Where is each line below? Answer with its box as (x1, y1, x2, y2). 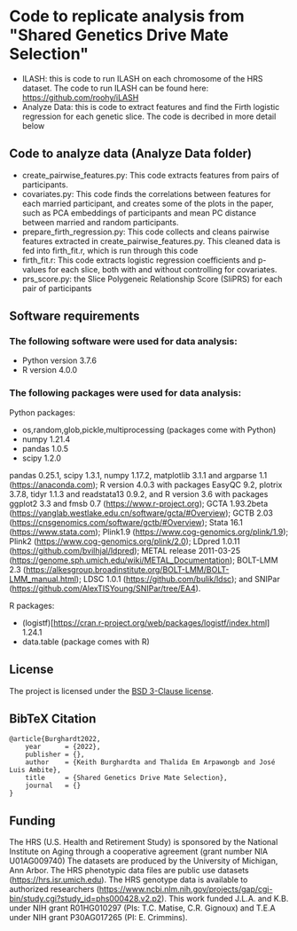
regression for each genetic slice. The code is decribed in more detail (21, 111, 277, 122)
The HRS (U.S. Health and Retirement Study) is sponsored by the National (9, 837, 278, 848)
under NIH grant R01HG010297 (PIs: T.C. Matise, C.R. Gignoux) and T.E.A (9, 903, 277, 913)
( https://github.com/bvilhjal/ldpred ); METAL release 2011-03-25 (9, 545, 241, 556)
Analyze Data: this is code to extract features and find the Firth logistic (21, 101, 280, 112)
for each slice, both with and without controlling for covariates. (48, 264, 277, 274)
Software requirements (9, 309, 140, 324)
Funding (9, 813, 56, 828)
